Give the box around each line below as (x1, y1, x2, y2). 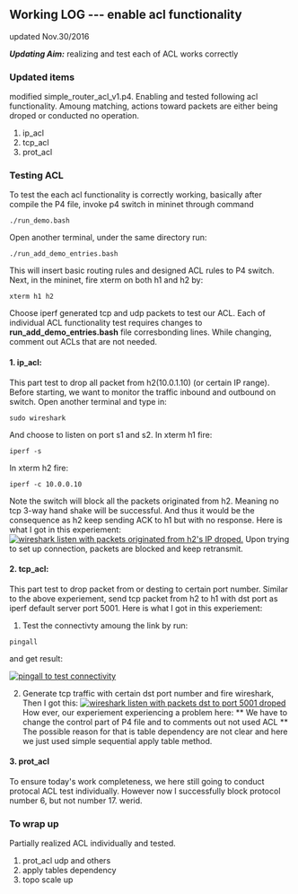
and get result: (9, 653, 63, 663)
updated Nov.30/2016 (9, 31, 90, 41)
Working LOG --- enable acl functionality (9, 7, 242, 22)
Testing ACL (9, 170, 65, 182)
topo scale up (22, 874, 74, 885)
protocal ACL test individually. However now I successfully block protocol (9, 785, 281, 797)
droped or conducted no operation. (9, 110, 140, 121)
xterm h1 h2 (9, 292, 54, 302)
